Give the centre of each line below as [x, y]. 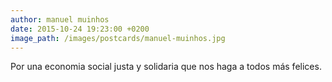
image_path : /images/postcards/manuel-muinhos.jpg [118, 38]
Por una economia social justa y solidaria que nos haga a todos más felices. [166, 67]
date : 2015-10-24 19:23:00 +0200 [80, 29]
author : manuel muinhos [60, 19]
